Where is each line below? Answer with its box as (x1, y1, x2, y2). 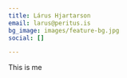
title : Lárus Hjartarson (8, 11, 91, 20)
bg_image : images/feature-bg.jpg (8, 26, 120, 34)
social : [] (8, 33, 45, 42)
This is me (8, 63, 42, 72)
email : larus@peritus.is (8, 19, 91, 27)
